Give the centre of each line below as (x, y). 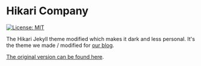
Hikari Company (48, 11)
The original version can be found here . (55, 56)
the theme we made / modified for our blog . (60, 45)
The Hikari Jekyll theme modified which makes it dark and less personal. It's (101, 39)
